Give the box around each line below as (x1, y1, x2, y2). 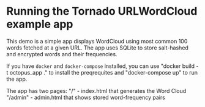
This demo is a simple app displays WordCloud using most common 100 (6, 37, 188, 45)
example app (6, 17, 73, 31)
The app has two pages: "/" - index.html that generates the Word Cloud (6, 87, 187, 94)
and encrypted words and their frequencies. (6, 50, 117, 57)
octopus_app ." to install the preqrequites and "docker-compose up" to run (9, 68, 198, 76)
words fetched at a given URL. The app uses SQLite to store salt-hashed (6, 44, 188, 51)
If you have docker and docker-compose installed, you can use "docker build (6, 62, 195, 70)
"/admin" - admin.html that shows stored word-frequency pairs (6, 94, 165, 101)
